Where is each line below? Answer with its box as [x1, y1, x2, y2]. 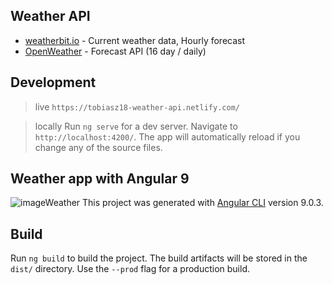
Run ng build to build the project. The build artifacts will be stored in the [10, 252, 308, 264]
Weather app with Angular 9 [10, 170, 190, 188]
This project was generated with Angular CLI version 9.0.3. [82, 197, 324, 209]
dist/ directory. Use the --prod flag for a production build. [10, 263, 250, 275]
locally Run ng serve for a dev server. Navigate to [34, 120, 238, 132]
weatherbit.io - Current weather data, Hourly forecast [24, 34, 246, 46]
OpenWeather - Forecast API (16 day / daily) [24, 45, 207, 57]
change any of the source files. [34, 141, 163, 153]
